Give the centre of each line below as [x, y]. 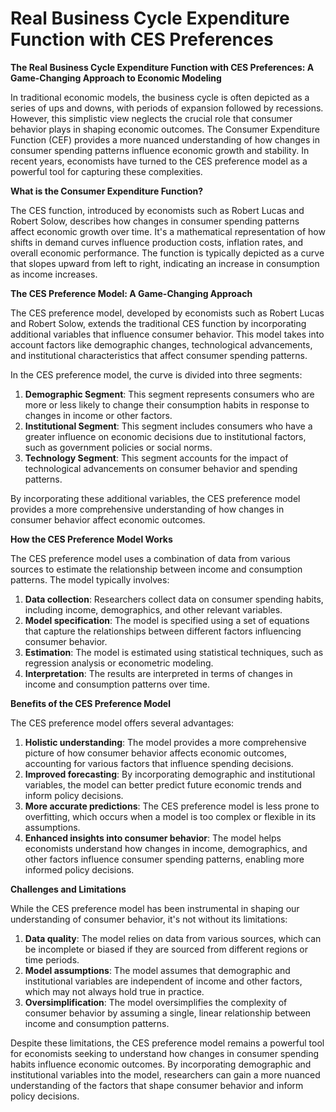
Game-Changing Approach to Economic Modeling [116, 78]
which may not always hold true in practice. [114, 991]
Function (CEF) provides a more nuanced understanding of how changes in [165, 139]
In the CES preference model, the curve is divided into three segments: [156, 374]
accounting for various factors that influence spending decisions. [159, 763]
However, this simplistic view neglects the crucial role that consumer [151, 118]
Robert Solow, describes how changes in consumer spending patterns [155, 221]
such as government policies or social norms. [118, 447]
